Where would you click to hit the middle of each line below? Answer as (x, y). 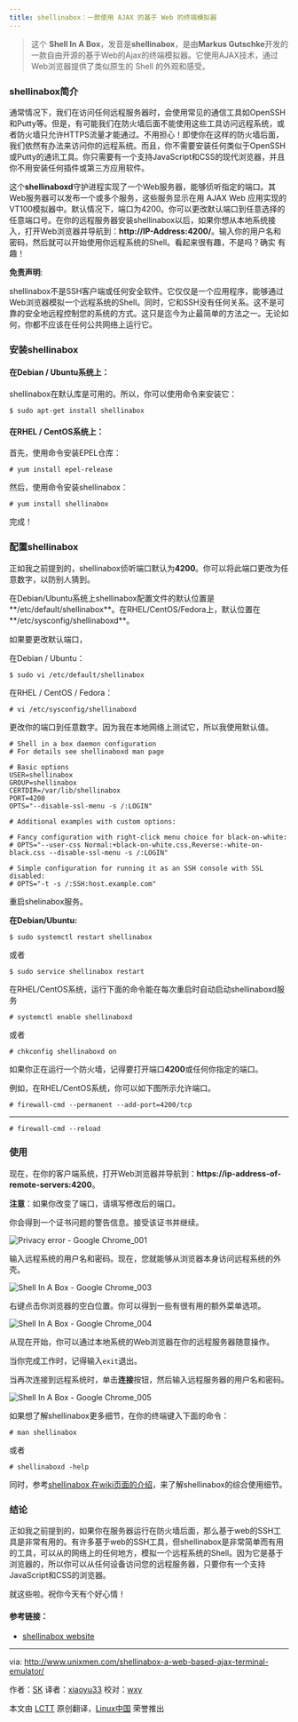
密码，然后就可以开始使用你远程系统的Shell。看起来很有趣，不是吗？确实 (143, 242)
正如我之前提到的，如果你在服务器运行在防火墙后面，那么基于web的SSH (141, 1531)
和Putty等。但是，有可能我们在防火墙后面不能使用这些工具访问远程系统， (143, 123)
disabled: (27, 876)
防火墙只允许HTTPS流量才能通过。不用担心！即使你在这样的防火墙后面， (150, 134)
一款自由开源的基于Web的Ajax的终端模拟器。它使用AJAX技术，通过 (154, 55)
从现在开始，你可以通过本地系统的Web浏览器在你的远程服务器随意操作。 (142, 1342)
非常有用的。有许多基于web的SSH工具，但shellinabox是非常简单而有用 (154, 1542)
